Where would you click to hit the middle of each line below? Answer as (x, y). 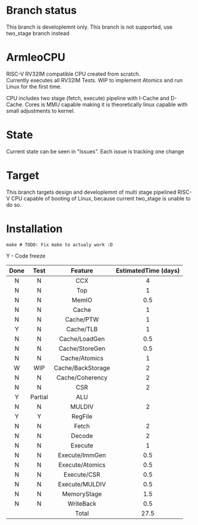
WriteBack (82, 504)
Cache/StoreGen (82, 348)
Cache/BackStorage (82, 367)
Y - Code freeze (26, 256)
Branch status (42, 10)
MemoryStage (82, 494)
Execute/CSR (82, 474)
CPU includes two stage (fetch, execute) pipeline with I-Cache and (88, 98)
